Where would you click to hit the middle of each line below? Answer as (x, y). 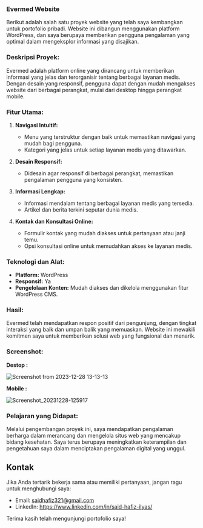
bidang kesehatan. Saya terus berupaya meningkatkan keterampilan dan (96, 442)
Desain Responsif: (38, 161)
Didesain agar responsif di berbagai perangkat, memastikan (99, 173)
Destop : (17, 365)
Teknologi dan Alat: (35, 261)
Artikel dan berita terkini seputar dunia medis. (81, 209)
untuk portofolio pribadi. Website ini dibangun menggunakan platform (93, 28)
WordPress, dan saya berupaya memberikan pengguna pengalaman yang (98, 35)
